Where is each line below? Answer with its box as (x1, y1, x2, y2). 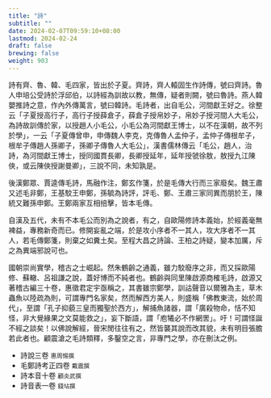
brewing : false (8, 49, 60, 57)
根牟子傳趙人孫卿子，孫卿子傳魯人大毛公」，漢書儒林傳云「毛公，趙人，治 (8, 140, 252, 150)
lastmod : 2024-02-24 (8, 34, 78, 43)
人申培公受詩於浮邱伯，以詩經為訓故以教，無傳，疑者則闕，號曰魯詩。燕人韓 (8, 90, 263, 99)
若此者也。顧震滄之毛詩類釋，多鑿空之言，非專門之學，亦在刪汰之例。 (8, 333, 242, 343)
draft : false (8, 42, 52, 50)
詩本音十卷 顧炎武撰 (19, 371, 82, 380)
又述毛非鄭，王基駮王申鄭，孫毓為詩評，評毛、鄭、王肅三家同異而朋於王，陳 (8, 187, 263, 198)
